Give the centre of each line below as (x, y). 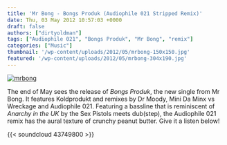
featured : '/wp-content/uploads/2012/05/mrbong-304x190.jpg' (97, 59)
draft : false (26, 26)
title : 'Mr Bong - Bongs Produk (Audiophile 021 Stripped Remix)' (105, 13)
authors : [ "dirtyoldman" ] (44, 33)
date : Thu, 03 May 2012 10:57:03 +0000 (65, 20)
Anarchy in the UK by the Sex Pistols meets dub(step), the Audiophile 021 (112, 113)
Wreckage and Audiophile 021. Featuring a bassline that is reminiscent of (111, 106)
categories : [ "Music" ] (40, 46)
